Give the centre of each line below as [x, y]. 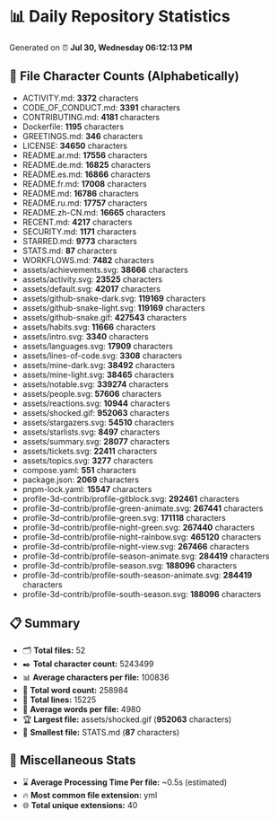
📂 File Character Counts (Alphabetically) [124, 76]
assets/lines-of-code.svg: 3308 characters [102, 356]
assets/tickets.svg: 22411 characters [90, 451]
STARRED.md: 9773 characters [79, 241]
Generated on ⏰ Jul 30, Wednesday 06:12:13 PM [101, 47]
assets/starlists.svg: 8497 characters [91, 432]
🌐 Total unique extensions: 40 [80, 806]
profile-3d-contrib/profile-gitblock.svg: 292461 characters [130, 498]
